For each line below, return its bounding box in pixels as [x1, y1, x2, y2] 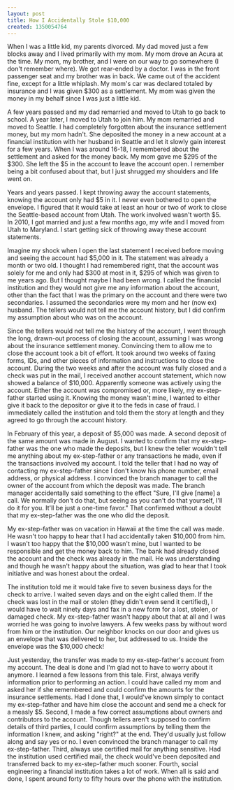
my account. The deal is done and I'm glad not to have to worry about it [7, 663, 213, 672]
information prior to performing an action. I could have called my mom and [7, 678, 221, 687]
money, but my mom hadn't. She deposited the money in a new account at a [7, 130, 226, 138]
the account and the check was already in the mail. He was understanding [7, 554, 221, 563]
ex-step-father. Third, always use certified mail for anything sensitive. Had [7, 745, 221, 754]
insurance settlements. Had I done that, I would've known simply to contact [7, 693, 224, 701]
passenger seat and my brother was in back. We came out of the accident [7, 72, 221, 80]
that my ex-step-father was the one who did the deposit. [7, 511, 170, 519]
